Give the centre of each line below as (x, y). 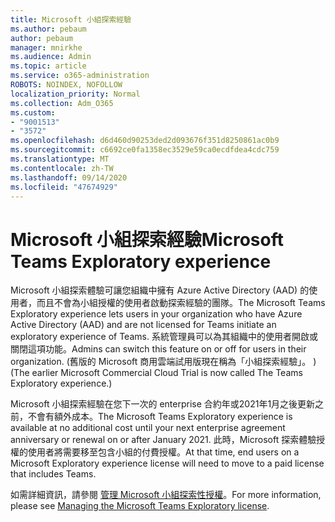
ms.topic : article (48, 66)
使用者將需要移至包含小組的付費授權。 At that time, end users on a (163, 452)
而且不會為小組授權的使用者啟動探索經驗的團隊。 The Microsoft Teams (181, 303)
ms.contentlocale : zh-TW (62, 168)
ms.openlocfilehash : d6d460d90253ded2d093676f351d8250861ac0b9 (145, 141)
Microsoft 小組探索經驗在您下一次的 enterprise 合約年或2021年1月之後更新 (163, 404)
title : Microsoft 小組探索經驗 (71, 19)
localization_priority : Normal (75, 94)
